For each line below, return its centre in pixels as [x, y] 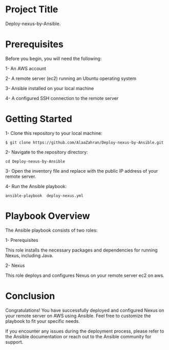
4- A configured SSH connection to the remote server [62, 98]
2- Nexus [15, 265]
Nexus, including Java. [29, 255]
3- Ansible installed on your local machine [50, 88]
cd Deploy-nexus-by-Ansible [35, 161]
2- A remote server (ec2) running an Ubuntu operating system [71, 78]
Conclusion [30, 296]
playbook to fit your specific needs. [43, 321]
